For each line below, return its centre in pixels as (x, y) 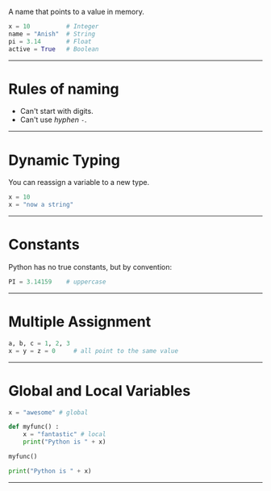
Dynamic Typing (65, 160)
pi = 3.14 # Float (50, 41)
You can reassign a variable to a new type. (79, 183)
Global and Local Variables (100, 390)
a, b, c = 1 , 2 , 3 (39, 343)
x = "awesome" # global (48, 412)
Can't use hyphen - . (53, 120)
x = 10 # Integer (54, 27)
